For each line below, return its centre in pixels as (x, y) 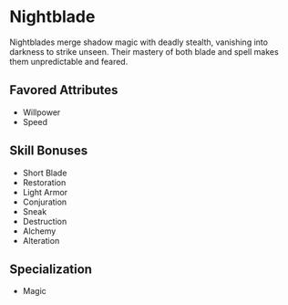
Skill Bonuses (49, 151)
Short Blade (45, 173)
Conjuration (45, 202)
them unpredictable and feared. (69, 61)
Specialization (51, 269)
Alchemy (39, 231)
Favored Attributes (64, 90)
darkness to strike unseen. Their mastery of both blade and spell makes (144, 51)
